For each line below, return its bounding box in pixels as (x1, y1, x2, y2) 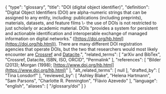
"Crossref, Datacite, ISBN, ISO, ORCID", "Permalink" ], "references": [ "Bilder (5, 57, 161, 62)
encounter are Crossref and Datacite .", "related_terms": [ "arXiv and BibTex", (5, 51, 161, 57)
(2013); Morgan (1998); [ (5, 62, 55, 68)
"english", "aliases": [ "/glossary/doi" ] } (5, 83, 86, 89)
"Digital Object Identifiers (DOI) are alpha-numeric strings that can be (5, 9, 147, 15)
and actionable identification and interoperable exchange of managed (5, 31, 148, 36)
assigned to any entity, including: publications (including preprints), (5, 15, 143, 20)
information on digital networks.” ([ (5, 36, 76, 42)
